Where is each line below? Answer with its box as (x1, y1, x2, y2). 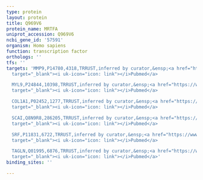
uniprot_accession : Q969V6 (6, 32, 74, 38)
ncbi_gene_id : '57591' (6, 37, 63, 43)
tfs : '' (6, 59, 26, 65)
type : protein (6, 8, 42, 15)
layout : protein (6, 15, 47, 21)
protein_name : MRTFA (6, 25, 59, 32)
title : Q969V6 (6, 20, 42, 26)
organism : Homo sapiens (6, 43, 66, 49)
